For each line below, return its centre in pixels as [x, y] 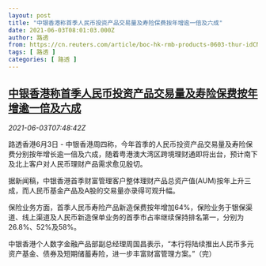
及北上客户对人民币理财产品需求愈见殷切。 [78, 163]
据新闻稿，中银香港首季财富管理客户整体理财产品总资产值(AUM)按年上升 [126, 180]
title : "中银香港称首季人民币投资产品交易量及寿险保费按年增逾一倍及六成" [116, 23]
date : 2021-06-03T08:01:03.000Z [61, 30]
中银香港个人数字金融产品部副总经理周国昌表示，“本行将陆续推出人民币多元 [131, 244]
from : [17, 45]
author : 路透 [28, 37]
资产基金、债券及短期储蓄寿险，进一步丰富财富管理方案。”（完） [112, 253]
